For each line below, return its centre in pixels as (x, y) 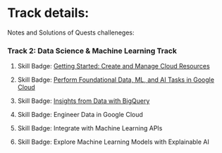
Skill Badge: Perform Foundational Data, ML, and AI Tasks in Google (116, 80)
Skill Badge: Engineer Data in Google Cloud (80, 115)
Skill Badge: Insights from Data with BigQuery (84, 101)
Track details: (48, 13)
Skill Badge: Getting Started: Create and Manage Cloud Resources (113, 66)
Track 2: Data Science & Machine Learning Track (92, 51)
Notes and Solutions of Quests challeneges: (71, 32)
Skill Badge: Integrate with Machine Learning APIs (90, 128)
